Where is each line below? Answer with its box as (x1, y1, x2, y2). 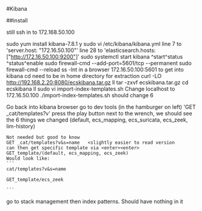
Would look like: (6, 155, 50, 161)
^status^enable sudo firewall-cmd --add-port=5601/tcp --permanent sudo (6, 60, 192, 67)
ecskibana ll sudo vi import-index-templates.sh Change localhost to (6, 85, 175, 93)
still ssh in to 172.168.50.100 (6, 28, 75, 36)
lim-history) (6, 123, 35, 129)
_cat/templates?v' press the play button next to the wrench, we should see (6, 110, 192, 117)
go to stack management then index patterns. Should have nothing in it (6, 198, 183, 205)
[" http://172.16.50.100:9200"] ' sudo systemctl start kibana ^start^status (6, 53, 183, 60)
